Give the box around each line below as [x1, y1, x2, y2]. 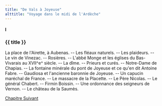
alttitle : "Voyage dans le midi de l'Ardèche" [5, 12, 101, 17]
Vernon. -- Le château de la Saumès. [5, 86, 79, 92]
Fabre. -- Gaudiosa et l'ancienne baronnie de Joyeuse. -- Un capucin [5, 71, 144, 76]
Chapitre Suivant [5, 95, 39, 101]
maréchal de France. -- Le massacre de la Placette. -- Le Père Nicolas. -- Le [5, 76, 158, 82]
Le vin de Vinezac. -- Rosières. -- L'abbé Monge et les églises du [5, 55, 135, 61]
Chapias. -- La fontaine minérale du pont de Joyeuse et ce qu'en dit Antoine [5, 65, 157, 71]
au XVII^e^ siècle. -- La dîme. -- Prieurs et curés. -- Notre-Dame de [22, 60, 157, 66]
